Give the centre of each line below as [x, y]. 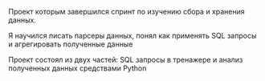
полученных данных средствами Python [77, 68]
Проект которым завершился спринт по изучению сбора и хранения [126, 12]
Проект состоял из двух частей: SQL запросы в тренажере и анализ [126, 60]
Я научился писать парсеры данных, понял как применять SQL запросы [132, 36]
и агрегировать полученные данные [71, 44]
